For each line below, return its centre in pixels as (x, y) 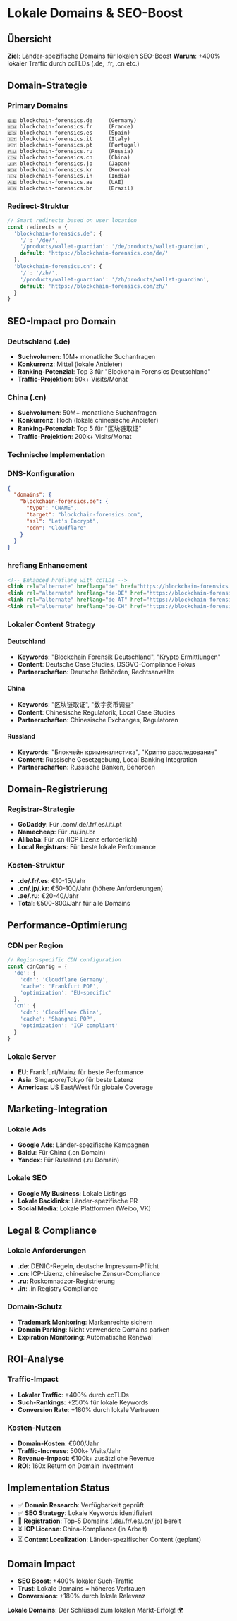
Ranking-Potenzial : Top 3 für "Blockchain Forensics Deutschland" (114, 372)
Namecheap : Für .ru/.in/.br (56, 832)
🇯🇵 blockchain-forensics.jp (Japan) (69, 164)
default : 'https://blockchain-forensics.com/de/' (95, 253)
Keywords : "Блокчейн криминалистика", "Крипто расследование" (117, 752)
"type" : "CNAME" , (51, 508)
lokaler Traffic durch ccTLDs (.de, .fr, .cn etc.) (73, 63)
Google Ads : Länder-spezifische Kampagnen (83, 1145)
